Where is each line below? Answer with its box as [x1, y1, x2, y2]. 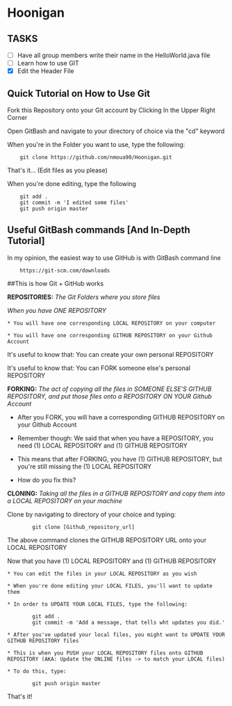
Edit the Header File [17, 67, 74, 75]
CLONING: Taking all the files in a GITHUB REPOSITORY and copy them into [7, 489, 226, 498]
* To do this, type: [7, 668, 67, 675]
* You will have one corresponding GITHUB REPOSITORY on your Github [7, 332, 213, 339]
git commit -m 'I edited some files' [19, 199, 129, 206]
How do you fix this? [17, 475, 76, 484]
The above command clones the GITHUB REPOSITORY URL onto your [7, 535, 207, 544]
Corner [7, 114, 28, 121]
